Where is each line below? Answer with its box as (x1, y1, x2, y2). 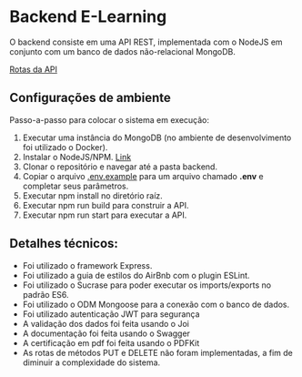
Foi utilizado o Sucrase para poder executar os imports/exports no (22, 280, 271, 290)
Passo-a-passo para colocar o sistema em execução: (9, 114, 209, 125)
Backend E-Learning (9, 6, 167, 27)
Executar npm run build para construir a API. (22, 199, 189, 210)
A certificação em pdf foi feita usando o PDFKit (22, 337, 200, 348)
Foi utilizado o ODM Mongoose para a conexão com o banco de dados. (22, 299, 290, 310)
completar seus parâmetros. (22, 180, 129, 191)
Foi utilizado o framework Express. (22, 260, 153, 270)
